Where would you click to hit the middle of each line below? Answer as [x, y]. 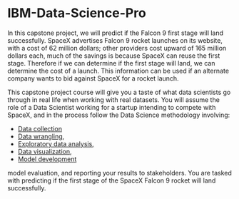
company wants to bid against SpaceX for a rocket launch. [93, 78]
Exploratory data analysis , [56, 143]
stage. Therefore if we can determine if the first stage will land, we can [111, 63]
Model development [47, 159]
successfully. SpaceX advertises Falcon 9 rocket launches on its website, [115, 40]
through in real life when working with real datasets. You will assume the [113, 99]
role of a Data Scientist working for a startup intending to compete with [112, 107]
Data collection [40, 128]
